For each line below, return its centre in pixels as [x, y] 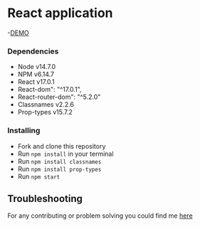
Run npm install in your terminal [65, 154]
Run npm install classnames [59, 161]
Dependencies [33, 51]
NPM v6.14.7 [36, 74]
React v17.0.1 [36, 82]
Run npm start [39, 176]
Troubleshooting [45, 198]
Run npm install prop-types [59, 169]
